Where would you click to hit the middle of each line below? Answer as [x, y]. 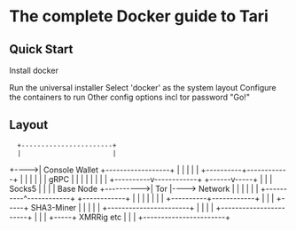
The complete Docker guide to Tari [139, 16]
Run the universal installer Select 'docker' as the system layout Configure [143, 88]
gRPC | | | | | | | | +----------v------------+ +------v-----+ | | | [160, 179]
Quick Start [41, 49]
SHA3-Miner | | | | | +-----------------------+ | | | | [122, 207]
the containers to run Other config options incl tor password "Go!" [130, 97]
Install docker [34, 70]
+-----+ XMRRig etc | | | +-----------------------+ [139, 217]
